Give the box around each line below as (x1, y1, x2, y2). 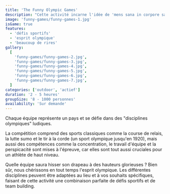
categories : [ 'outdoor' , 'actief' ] (5, 87, 80, 92)
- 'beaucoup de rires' (10, 40, 58, 45)
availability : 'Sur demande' (5, 102, 67, 107)
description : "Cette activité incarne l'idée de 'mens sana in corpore (5, 12, 159, 17)
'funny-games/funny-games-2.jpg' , (14, 54, 87, 60)
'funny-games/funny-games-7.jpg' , (14, 78, 87, 83)
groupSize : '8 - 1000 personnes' (5, 96, 76, 102)
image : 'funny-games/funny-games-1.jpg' (5, 17, 92, 22)
